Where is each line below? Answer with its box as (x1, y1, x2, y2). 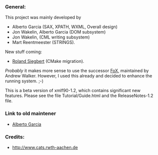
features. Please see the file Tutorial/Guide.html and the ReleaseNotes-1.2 (5, 93, 154, 98)
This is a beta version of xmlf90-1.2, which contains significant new (5, 88, 140, 94)
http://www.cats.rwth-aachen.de (12, 144, 78, 150)
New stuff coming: (5, 49, 42, 55)
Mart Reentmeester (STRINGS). (12, 39, 76, 45)
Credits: (5, 133, 25, 140)
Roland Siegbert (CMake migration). (12, 58, 84, 64)
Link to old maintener (5, 110, 56, 117)
